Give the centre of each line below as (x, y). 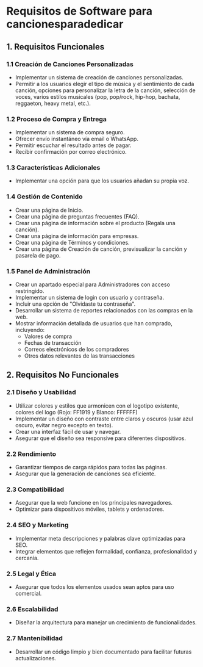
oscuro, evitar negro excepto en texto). (64, 425)
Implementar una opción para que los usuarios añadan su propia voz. (102, 181)
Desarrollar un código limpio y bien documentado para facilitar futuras (103, 652)
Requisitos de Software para (79, 11)
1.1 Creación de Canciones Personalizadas (70, 64)
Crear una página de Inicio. (49, 210)
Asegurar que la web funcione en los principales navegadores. (94, 503)
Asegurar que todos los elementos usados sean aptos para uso (94, 586)
